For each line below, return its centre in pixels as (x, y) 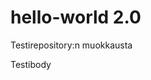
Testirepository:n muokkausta (71, 45)
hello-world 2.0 (76, 17)
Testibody (31, 64)
